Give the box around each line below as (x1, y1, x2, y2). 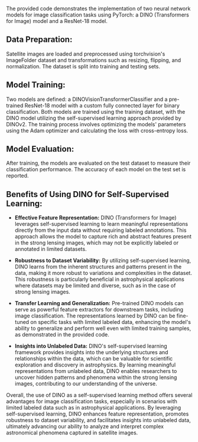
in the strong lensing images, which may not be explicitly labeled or (14, 239, 179, 247)
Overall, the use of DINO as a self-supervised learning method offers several (6, 392, 193, 399)
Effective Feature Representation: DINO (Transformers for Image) (14, 214, 177, 221)
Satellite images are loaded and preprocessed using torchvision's (6, 50, 165, 57)
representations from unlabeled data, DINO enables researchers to (14, 368, 177, 375)
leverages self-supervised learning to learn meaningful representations (14, 221, 189, 228)
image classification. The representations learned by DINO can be (14, 312, 176, 319)
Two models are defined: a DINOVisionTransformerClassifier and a (6, 96, 168, 103)
